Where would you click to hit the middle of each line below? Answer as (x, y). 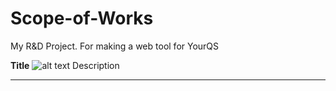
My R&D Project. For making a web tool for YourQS (115, 46)
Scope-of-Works (82, 18)
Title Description (65, 65)
